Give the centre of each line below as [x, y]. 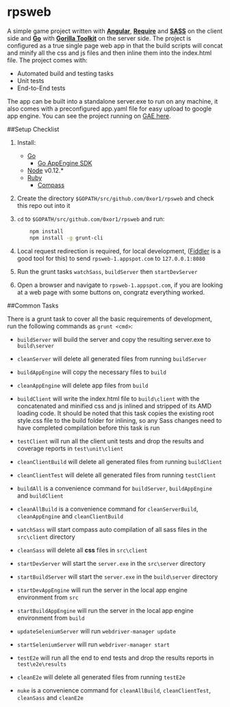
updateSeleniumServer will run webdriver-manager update [97, 631]
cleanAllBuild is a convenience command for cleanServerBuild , [107, 509]
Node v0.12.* [45, 170]
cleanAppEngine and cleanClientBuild [70, 516]
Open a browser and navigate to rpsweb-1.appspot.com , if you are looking [120, 285]
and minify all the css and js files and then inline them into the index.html [110, 53]
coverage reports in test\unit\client [70, 448]
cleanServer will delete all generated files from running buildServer [112, 358]
